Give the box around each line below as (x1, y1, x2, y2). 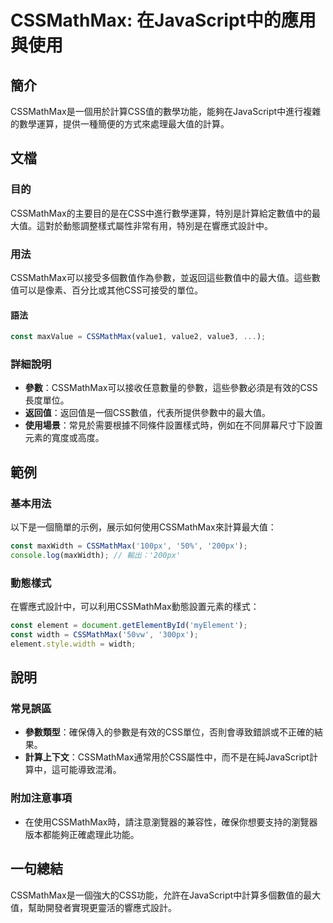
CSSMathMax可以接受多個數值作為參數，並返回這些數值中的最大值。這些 (10, 271, 312, 283)
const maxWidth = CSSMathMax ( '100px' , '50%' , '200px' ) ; (10, 541, 248, 551)
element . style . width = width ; (10, 639, 137, 649)
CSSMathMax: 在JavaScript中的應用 (10, 9, 317, 32)
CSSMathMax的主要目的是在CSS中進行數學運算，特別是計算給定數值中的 (10, 207, 312, 219)
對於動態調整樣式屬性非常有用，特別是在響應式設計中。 (44, 219, 273, 231)
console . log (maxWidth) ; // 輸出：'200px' (10, 550, 181, 560)
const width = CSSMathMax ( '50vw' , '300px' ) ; (10, 629, 199, 640)
